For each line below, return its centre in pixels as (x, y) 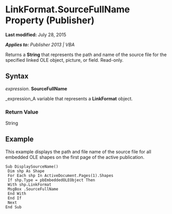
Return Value (22, 112)
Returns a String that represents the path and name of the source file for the (86, 55)
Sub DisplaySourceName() (32, 166)
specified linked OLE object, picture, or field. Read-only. (64, 60)
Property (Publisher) (50, 20)
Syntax (17, 76)
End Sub (14, 207)
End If (15, 198)
